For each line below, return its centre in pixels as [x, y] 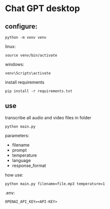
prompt [19, 150]
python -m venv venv [26, 37]
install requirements [25, 82]
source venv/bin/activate [31, 55]
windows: [15, 64]
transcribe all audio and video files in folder [48, 117]
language [21, 160]
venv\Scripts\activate [28, 73]
